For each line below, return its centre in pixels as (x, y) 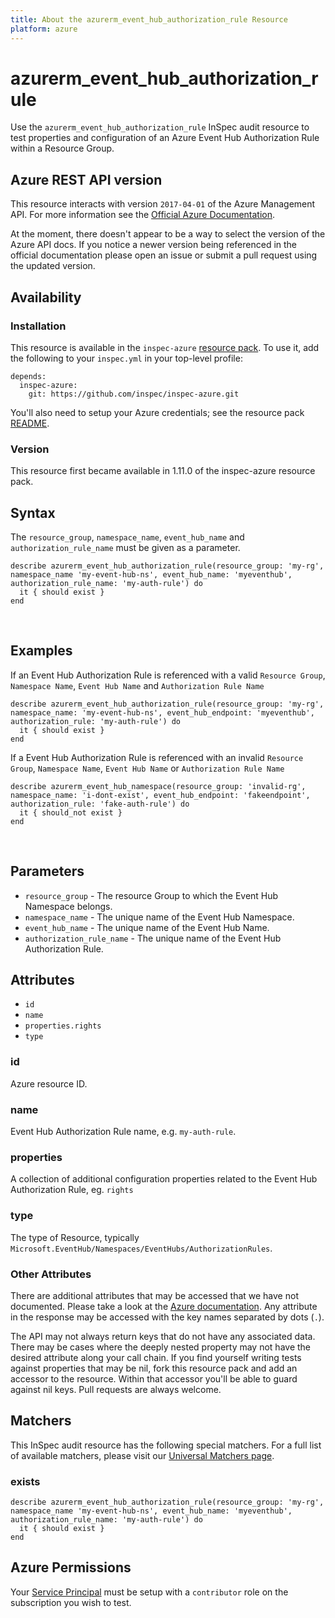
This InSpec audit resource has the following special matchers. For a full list (166, 1445)
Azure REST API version (86, 179)
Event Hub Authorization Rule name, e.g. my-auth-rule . (123, 1132)
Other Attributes (51, 1274)
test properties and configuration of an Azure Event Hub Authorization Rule (165, 138)
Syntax (33, 512)
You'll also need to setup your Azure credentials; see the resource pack (157, 412)
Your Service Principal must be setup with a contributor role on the (149, 1592)
